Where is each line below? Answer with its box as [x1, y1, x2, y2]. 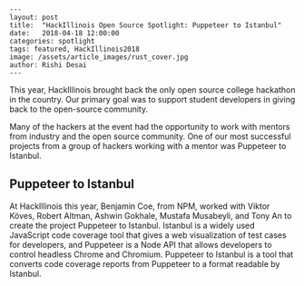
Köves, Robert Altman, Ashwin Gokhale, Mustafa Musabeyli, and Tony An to [9, 210, 292, 221]
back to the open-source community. [9, 104, 148, 114]
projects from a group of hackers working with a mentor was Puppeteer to [9, 141, 287, 151]
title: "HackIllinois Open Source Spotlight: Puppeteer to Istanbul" [9, 21, 282, 30]
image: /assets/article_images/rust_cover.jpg [9, 53, 189, 62]
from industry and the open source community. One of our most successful [9, 131, 292, 142]
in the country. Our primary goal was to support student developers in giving [9, 94, 296, 104]
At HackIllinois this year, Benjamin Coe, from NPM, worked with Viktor [9, 201, 270, 212]
